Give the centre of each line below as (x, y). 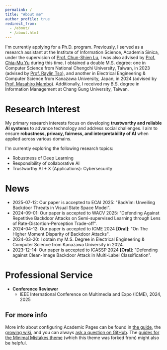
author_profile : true (28, 19)
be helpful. (16, 343)
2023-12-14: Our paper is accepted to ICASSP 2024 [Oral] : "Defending (85, 250)
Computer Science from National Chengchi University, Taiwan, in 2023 (78, 68)
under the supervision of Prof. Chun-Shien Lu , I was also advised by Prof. (80, 57)
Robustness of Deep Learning (43, 158)
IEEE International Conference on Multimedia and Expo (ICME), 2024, (90, 294)
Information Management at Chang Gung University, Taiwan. (67, 89)
